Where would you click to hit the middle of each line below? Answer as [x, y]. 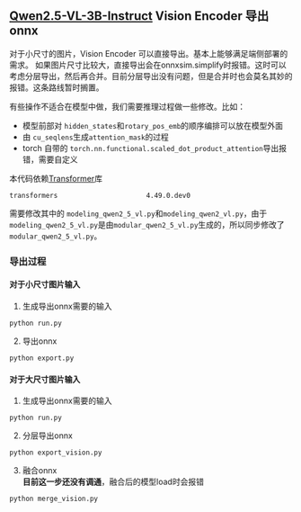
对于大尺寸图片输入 [45, 379]
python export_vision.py [56, 453]
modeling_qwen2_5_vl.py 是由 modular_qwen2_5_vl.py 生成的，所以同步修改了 [147, 224]
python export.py [42, 358]
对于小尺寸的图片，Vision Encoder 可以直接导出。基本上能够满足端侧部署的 [149, 53]
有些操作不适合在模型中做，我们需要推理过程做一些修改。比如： [127, 106]
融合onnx [40, 471]
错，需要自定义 [50, 159]
